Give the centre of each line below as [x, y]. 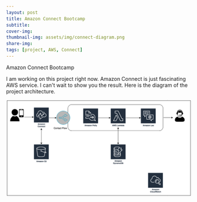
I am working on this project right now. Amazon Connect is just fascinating [96, 79]
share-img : [19, 44]
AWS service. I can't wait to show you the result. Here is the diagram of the [97, 85]
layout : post [22, 12]
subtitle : [18, 25]
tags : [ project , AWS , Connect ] [44, 50]
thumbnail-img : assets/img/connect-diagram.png [66, 38]
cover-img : [19, 31]
